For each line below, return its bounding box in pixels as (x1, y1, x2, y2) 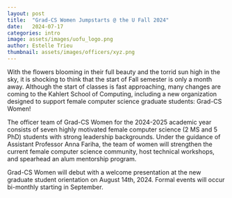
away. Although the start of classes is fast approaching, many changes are (7, 82, 221, 91)
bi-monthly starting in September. (7, 183, 103, 191)
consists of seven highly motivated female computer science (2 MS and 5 (7, 125, 217, 134)
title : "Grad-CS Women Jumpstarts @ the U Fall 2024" (7, 17, 169, 24)
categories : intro (7, 29, 60, 37)
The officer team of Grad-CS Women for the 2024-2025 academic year (7, 118, 212, 126)
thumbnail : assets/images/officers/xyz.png (7, 49, 135, 56)
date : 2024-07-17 (7, 23, 64, 30)
